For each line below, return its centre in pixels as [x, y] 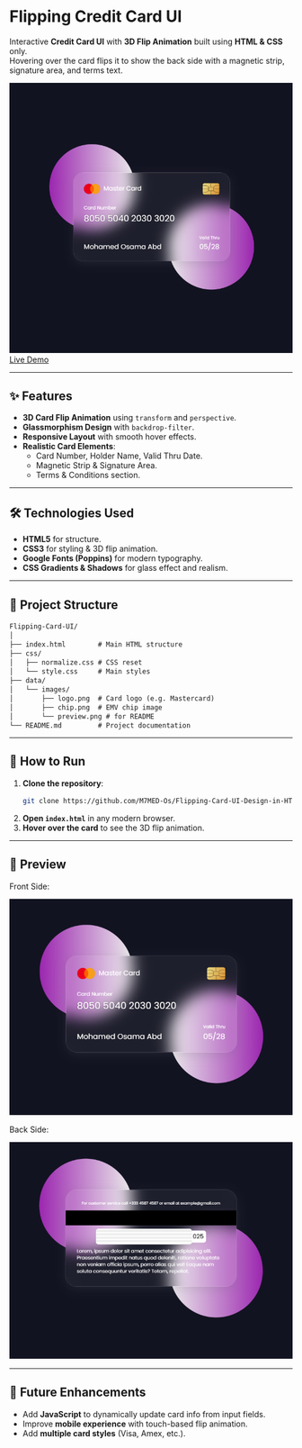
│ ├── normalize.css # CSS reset [76, 663]
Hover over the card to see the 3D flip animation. [113, 828]
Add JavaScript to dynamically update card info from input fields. [144, 1414]
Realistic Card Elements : [69, 447]
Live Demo [29, 359]
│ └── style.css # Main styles [80, 672]
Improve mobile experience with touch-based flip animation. [135, 1424]
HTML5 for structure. [62, 539]
